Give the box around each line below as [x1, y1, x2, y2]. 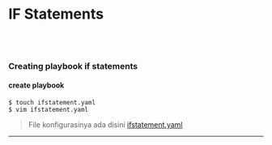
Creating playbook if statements [8, 60, 138, 71]
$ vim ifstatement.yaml [8, 106, 89, 114]
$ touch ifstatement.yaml [8, 99, 96, 107]
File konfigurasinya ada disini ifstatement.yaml [28, 120, 183, 130]
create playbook [8, 80, 65, 90]
